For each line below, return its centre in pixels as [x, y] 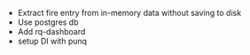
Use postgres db [48, 22]
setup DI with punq [52, 41]
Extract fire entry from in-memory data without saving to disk [129, 13]
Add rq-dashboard [51, 31]
